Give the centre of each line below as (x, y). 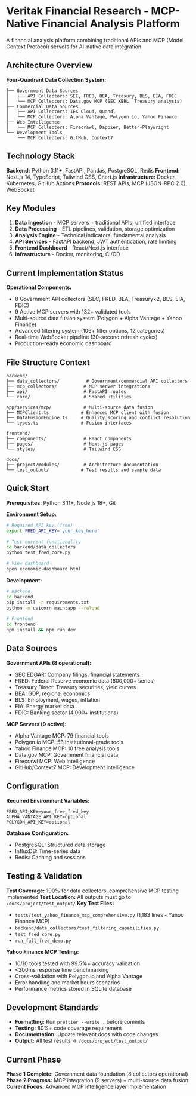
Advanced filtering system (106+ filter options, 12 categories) (90, 331)
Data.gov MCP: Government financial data (66, 754)
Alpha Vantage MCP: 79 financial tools (62, 735)
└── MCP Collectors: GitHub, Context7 (65, 138)
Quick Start (28, 488)
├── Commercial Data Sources (42, 106)
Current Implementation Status (65, 273)
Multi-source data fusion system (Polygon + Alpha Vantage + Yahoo (98, 318)
